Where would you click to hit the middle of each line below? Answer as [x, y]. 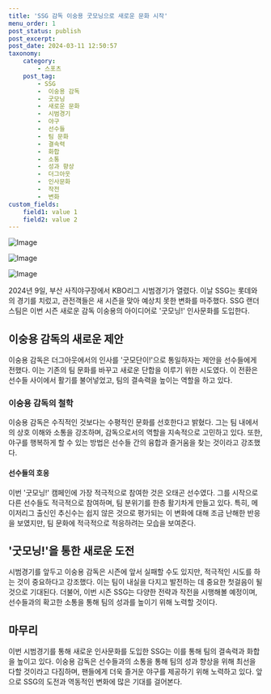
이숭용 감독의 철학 [41, 403]
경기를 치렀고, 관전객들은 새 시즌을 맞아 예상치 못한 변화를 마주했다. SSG [131, 301]
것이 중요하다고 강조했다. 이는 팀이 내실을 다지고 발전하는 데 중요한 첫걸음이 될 [140, 582]
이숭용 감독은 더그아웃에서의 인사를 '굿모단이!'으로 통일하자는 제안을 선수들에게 [133, 360]
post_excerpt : [32, 39]
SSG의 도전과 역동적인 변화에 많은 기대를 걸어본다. [103, 682]
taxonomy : [25, 54]
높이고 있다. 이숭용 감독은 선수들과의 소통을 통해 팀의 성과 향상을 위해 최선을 [136, 662]
